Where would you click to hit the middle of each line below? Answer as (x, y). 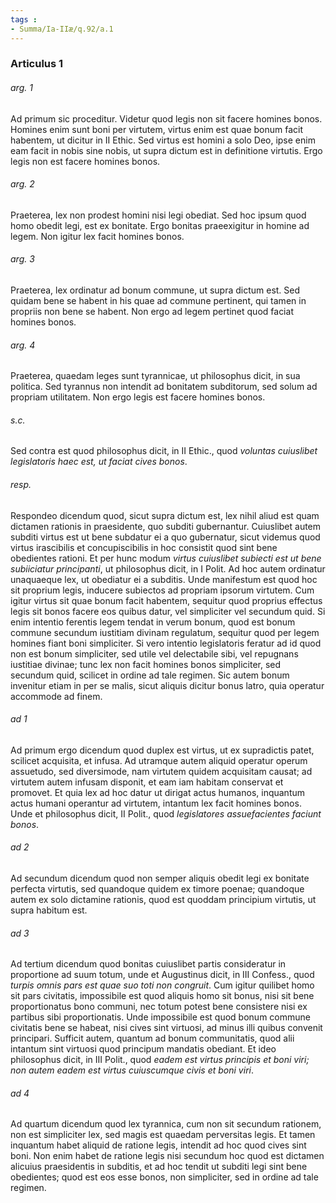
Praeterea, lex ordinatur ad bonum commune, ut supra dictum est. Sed (155, 290)
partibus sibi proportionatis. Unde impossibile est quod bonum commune (160, 1017)
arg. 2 (22, 184)
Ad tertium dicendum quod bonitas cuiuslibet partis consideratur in (148, 964)
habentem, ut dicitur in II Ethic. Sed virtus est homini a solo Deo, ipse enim (163, 140)
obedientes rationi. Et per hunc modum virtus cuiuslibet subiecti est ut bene (166, 558)
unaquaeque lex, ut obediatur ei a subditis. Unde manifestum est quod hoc (164, 579)
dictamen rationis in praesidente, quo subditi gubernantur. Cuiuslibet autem (166, 526)
